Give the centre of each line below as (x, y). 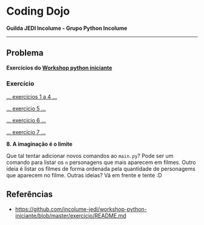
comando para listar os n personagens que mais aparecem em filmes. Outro (101, 162)
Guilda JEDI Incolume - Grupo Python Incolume (67, 28)
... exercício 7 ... (26, 132)
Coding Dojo (38, 11)
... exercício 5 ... (26, 109)
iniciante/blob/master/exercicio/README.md (70, 215)
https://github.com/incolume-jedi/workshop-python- (81, 209)
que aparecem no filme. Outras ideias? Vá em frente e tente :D (84, 176)
